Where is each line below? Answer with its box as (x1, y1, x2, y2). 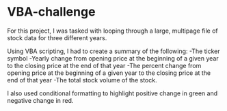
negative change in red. (7, 96, 74, 104)
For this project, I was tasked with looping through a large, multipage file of (7, 27, 219, 35)
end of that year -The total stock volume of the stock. (7, 76, 157, 84)
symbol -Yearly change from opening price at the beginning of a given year (7, 54, 219, 62)
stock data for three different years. (7, 33, 107, 42)
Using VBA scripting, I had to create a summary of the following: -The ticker (7, 47, 220, 55)
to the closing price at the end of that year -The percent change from (7, 61, 202, 69)
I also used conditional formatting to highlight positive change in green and (7, 89, 218, 97)
